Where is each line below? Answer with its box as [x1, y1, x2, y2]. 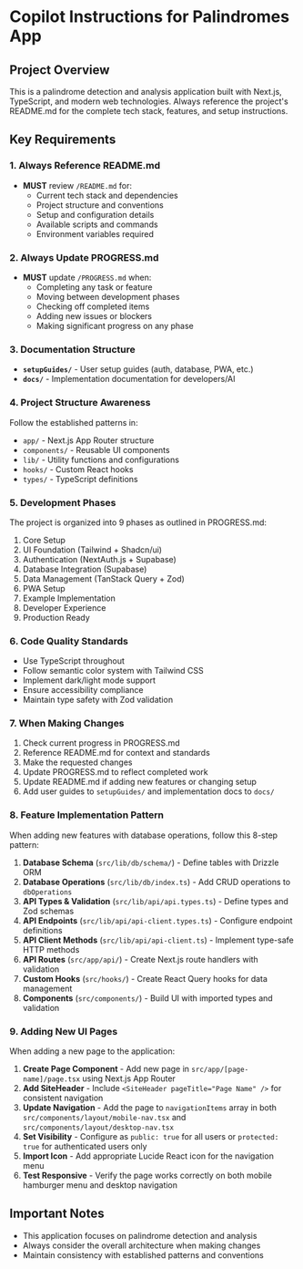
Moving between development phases [35, 291, 180, 302]
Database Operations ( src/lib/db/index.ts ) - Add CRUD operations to [22, 876, 291, 887]
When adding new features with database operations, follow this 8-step [9, 830, 278, 841]
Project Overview [9, 62, 110, 77]
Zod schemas [22, 905, 75, 916]
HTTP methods [22, 944, 80, 954]
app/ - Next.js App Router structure [22, 435, 155, 446]
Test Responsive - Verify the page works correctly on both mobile [22, 1170, 273, 1181]
